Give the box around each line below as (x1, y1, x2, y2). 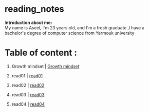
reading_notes (4, 3, 64, 15)
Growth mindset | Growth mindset (11, 63, 80, 69)
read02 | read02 (11, 82, 45, 88)
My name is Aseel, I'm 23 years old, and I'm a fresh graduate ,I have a (4, 24, 145, 30)
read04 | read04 (11, 101, 45, 107)
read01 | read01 (11, 72, 43, 79)
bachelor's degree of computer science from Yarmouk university (4, 30, 135, 36)
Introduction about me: (4, 20, 52, 25)
